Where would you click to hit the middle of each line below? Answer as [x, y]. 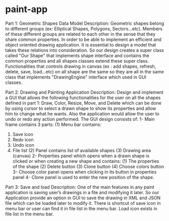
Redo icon [23, 140]
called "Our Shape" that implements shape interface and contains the [77, 55]
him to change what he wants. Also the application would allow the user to [82, 114]
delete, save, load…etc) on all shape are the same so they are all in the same [84, 71]
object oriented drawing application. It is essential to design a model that [81, 45]
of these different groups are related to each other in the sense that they [80, 34]
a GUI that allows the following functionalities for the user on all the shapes [83, 98]
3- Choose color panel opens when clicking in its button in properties [84, 172]
